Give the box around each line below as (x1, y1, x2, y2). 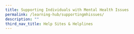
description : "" (5, 16, 39, 21)
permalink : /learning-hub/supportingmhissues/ (5, 12, 104, 17)
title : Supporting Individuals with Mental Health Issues (5, 7, 129, 12)
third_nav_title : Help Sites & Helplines (5, 21, 93, 26)
